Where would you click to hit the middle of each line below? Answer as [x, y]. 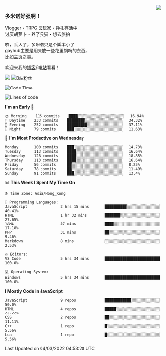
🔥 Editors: [17, 254]
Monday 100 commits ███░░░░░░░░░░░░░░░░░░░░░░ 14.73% [74, 147]
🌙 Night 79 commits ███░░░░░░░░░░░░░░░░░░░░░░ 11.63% [74, 129]
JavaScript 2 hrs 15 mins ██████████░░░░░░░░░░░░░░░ [83, 207]
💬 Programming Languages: [32, 202]
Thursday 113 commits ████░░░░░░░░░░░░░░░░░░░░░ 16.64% [74, 160]
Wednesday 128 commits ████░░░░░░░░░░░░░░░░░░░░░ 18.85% [74, 156]
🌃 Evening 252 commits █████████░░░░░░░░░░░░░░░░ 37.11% [74, 125]
